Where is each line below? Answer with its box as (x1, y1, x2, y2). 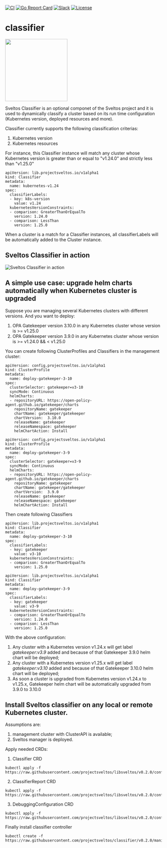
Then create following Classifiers (5, 511, 73, 517)
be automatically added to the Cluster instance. (5, 237, 102, 243)
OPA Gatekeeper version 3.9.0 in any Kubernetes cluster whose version (12, 333, 159, 339)
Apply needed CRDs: (5, 746, 48, 752)
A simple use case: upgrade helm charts (5, 279, 133, 287)
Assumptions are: (5, 721, 41, 727)
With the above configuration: (5, 634, 66, 640)
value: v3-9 (14, 603, 39, 609)
